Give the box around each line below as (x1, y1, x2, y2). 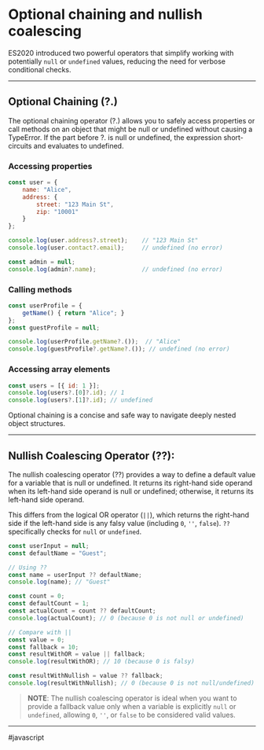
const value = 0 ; (8, 635, 65, 644)
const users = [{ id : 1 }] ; (8, 381, 101, 390)
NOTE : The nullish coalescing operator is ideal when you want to (27, 693, 237, 703)
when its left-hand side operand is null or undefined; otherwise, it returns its (8, 486, 254, 496)
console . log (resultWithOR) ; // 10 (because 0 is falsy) (8, 658, 195, 666)
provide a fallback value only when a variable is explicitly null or (27, 701, 236, 711)
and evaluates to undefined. (33, 141, 124, 150)
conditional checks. (8, 64, 71, 74)
